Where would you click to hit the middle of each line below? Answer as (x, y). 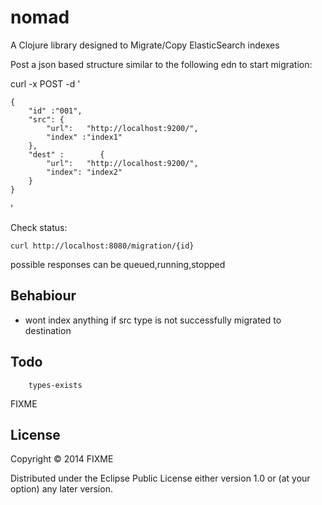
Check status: (39, 227)
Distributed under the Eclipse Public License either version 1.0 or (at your (160, 478)
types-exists (55, 385)
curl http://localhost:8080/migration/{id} (102, 246)
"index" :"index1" (84, 137)
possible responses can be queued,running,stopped (118, 264)
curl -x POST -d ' (45, 83)
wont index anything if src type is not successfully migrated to (153, 320)
